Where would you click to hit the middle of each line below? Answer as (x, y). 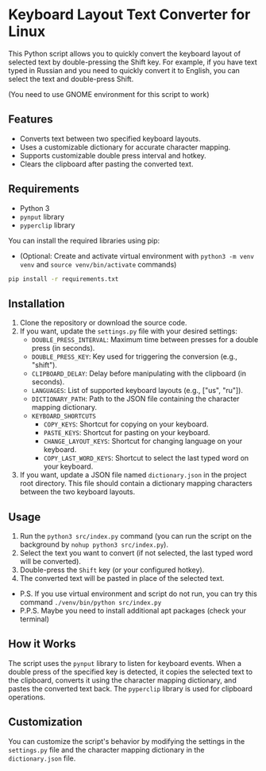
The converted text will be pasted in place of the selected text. (122, 578)
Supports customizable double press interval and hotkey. (113, 155)
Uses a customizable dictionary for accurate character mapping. (125, 147)
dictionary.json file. (42, 758)
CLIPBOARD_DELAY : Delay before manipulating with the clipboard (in (139, 374)
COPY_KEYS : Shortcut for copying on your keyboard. (126, 424)
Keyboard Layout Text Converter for (129, 15)
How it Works (42, 644)
